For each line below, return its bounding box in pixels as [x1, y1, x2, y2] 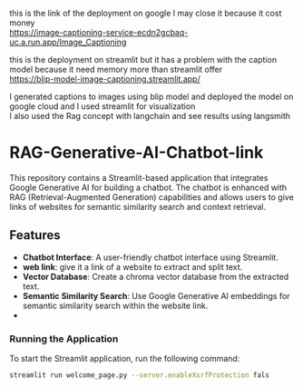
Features [9, 227, 61, 244]
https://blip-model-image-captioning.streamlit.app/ [9, 74, 201, 85]
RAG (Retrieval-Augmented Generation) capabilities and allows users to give [9, 191, 295, 203]
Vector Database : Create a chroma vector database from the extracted [22, 271, 289, 282]
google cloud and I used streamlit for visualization [9, 101, 196, 112]
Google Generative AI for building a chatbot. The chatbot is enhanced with [9, 182, 288, 193]
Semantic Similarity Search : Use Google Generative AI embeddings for [22, 290, 290, 301]
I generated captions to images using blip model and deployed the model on [9, 91, 294, 102]
